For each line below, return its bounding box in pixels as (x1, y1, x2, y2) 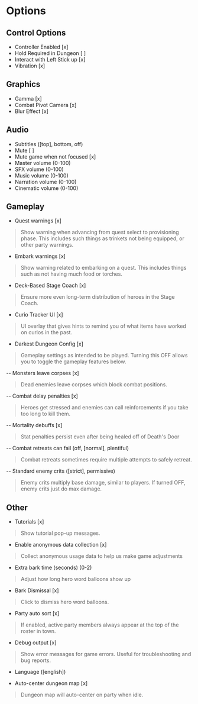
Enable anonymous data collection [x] (14, 541, 107, 548)
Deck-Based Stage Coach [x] (14, 282, 86, 289)
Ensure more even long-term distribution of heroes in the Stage (20, 293, 176, 301)
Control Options (6, 28, 66, 38)
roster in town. (20, 628, 56, 635)
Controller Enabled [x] (14, 43, 69, 50)
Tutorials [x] (14, 518, 44, 525)
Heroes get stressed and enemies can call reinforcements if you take (20, 404, 189, 411)
